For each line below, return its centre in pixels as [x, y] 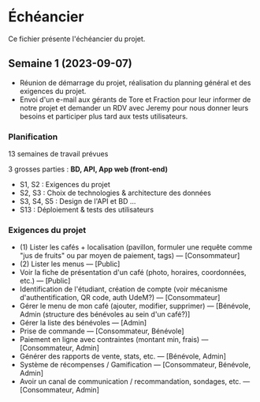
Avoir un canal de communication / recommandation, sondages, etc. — [135, 381]
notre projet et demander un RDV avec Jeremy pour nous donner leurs [134, 107]
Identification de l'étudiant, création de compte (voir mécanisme [124, 289]
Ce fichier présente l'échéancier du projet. [77, 39]
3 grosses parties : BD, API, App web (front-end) [88, 169]
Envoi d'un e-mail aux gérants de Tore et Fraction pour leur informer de [135, 100]
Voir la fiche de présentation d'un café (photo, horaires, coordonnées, [133, 272]
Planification [33, 137]
